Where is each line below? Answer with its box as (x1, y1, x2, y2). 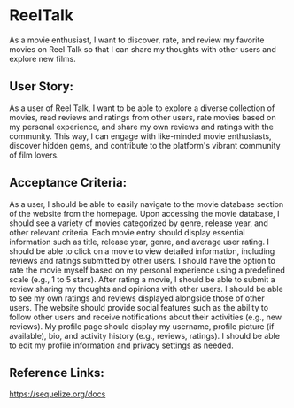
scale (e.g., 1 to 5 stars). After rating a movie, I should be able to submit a (9, 273, 276, 284)
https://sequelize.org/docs (9, 389, 106, 399)
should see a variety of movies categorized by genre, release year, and (9, 218, 268, 228)
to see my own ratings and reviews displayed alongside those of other (9, 293, 266, 304)
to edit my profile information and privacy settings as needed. (9, 340, 234, 350)
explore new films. (9, 53, 77, 64)
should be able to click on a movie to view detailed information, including (9, 245, 275, 257)
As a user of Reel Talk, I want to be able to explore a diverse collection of (9, 103, 275, 113)
